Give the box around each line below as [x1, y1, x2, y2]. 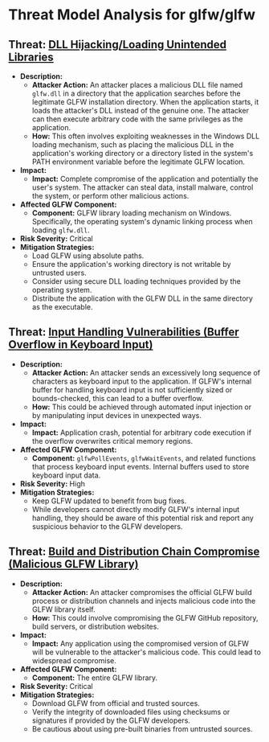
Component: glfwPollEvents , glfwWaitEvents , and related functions [31, 453, 256, 463]
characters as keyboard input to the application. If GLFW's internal [31, 376, 252, 386]
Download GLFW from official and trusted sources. [31, 698, 201, 708]
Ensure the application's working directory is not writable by [31, 260, 231, 269]
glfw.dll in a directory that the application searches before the [31, 88, 241, 98]
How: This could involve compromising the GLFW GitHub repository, [31, 613, 259, 622]
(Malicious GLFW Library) [8, 557, 139, 572]
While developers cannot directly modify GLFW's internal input [31, 504, 240, 514]
